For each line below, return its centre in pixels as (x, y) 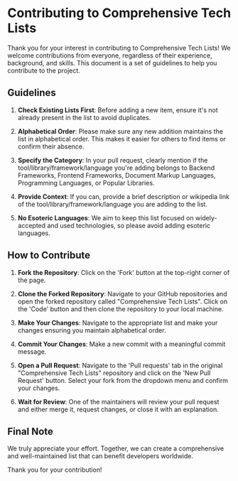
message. (32, 351)
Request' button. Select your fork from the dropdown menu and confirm (123, 380)
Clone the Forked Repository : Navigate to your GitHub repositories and (122, 293)
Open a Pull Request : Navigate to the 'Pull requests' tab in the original (120, 365)
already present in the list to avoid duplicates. (84, 117)
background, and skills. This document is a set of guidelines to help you (112, 63)
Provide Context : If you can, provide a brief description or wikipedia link (123, 196)
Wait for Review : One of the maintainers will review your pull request (118, 401)
